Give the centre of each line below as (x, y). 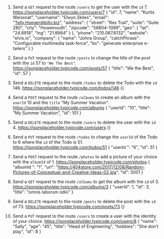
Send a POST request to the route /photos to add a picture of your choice (85, 157)
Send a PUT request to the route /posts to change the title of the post (82, 58)
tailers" (20, 48)
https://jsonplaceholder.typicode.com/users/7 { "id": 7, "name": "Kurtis (83, 12)
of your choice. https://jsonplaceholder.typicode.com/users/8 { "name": (85, 221)
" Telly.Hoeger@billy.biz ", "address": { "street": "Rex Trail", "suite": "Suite (86, 22)
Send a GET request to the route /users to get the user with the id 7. (80, 7)
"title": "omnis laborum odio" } (43, 192)
